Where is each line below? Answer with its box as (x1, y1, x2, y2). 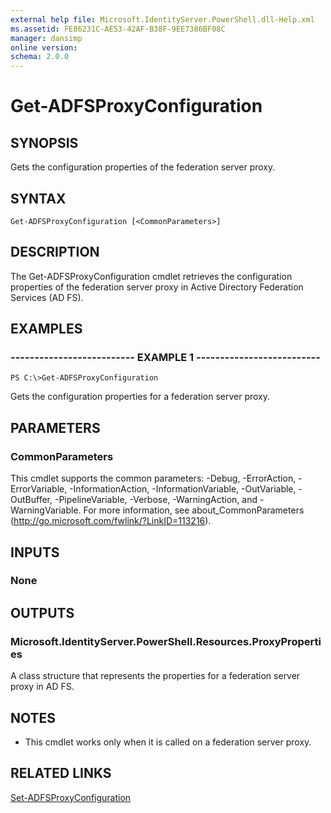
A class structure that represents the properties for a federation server (10, 670, 301, 682)
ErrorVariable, (10, 483, 68, 495)
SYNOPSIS (10, 134, 79, 151)
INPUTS (10, 544, 60, 561)
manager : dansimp (10, 33, 83, 43)
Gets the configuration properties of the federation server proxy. (10, 161, 276, 173)
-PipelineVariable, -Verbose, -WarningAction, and (54, 494, 258, 506)
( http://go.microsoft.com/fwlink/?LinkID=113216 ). (10, 515, 212, 527)
